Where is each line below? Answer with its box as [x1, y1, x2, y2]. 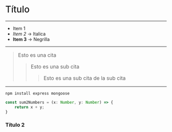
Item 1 [12, 25, 26, 31]
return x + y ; [14, 104, 45, 109]
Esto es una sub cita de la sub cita [43, 74, 126, 81]
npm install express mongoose [5, 91, 70, 96]
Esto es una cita [17, 51, 57, 58]
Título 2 [5, 121, 25, 128]
